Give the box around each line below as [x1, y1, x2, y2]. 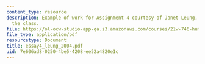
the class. [12, 20, 40, 26]
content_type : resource [6, 9, 67, 15]
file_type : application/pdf [6, 32, 78, 38]
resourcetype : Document [6, 37, 67, 43]
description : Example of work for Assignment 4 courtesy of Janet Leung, [6, 15, 198, 21]
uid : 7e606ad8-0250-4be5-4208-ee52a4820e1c [6, 49, 119, 55]
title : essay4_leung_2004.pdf [6, 43, 84, 49]
